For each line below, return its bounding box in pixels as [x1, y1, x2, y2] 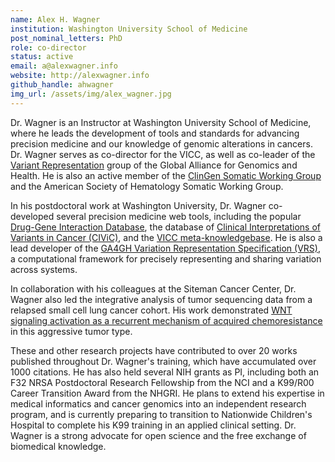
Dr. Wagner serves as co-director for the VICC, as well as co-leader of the [10, 148, 316, 160]
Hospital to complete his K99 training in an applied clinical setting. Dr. [10, 419, 297, 431]
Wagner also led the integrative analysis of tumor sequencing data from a [10, 293, 313, 305]
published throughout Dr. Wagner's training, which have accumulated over [10, 355, 317, 367]
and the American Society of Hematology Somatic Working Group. [10, 180, 284, 192]
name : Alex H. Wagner [10, 14, 101, 25]
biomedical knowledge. [10, 440, 107, 452]
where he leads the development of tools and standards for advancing [10, 127, 300, 139]
